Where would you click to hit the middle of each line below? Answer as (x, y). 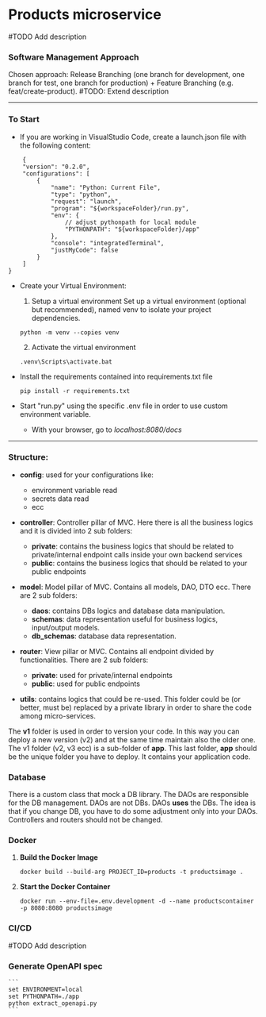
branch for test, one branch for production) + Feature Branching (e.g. (121, 83)
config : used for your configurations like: (87, 475)
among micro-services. (58, 715)
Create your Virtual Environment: (73, 285)
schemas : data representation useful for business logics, (125, 619)
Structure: (28, 457)
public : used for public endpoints (86, 684)
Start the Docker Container (65, 887)
